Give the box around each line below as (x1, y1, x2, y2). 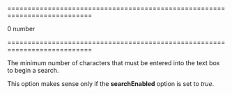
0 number (7, 25, 36, 33)
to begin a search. (7, 67, 59, 74)
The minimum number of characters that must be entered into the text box (7, 59, 220, 67)
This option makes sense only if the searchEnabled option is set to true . (7, 80, 215, 87)
